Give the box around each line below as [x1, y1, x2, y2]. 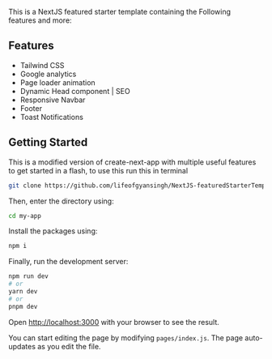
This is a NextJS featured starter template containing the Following [8, 7, 232, 16]
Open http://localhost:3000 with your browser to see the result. [8, 317, 220, 327]
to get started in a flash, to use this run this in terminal [8, 165, 189, 175]
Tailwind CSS [19, 60, 65, 70]
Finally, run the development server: [8, 257, 129, 267]
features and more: [8, 15, 72, 25]
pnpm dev [8, 302, 38, 310]
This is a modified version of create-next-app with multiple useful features [8, 157, 257, 167]
